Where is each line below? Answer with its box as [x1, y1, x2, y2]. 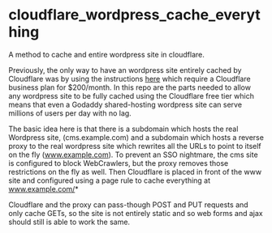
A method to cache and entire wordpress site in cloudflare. [8, 49, 205, 59]
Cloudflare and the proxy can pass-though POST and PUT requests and [8, 200, 249, 210]
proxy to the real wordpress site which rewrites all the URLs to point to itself [8, 141, 261, 150]
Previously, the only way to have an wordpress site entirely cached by [8, 65, 242, 74]
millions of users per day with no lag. [8, 108, 132, 118]
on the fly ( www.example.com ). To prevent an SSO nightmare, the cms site [8, 150, 258, 159]
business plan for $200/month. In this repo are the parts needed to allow [8, 83, 252, 92]
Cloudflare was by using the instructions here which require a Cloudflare [8, 74, 251, 83]
